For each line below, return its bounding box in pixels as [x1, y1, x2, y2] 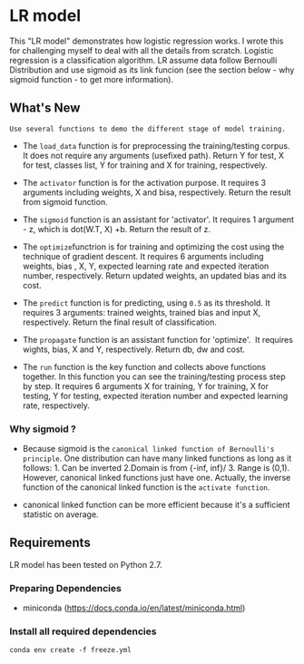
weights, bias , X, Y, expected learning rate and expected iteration [22, 260, 270, 271]
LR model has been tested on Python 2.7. [9, 559, 162, 570]
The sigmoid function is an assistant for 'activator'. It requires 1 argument [22, 214, 295, 225]
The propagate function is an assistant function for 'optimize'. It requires [22, 334, 293, 345]
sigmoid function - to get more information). [9, 73, 174, 84]
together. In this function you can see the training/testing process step [22, 371, 286, 382]
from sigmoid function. [22, 196, 108, 207]
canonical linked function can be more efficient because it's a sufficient [22, 500, 290, 511]
